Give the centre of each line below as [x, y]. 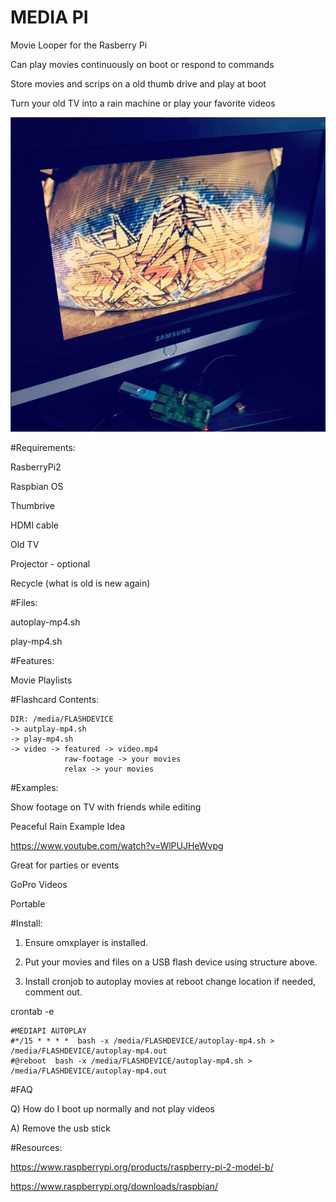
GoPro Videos [39, 885]
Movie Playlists [41, 680]
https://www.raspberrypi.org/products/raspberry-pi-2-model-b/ [142, 1167]
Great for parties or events [65, 865]
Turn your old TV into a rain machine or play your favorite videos [143, 103]
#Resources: [36, 1148]
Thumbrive [32, 506]
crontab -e [32, 1012]
